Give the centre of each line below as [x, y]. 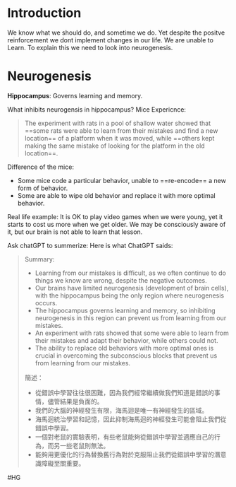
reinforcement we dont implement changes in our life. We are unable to [110, 40]
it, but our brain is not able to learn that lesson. [75, 232]
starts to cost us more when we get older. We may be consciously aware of [117, 224]
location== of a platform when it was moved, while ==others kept [119, 138]
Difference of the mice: [41, 167]
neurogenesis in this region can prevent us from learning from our [131, 318]
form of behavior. [43, 188]
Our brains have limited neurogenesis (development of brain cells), [132, 288]
